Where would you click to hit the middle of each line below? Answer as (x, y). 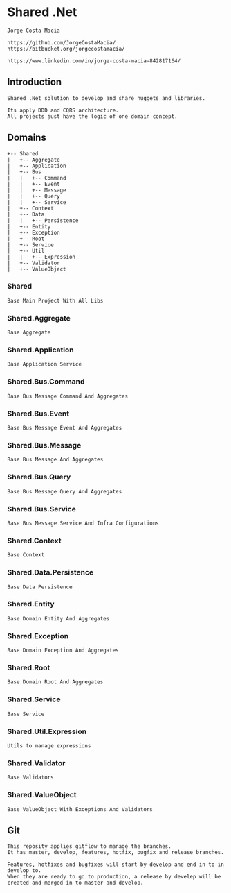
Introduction (35, 82)
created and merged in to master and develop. (75, 883)
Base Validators (30, 778)
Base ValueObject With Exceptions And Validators (80, 809)
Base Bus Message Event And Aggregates (65, 428)
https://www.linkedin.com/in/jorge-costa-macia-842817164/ (94, 61)
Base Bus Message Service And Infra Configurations (83, 523)
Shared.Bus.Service (41, 509)
